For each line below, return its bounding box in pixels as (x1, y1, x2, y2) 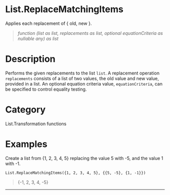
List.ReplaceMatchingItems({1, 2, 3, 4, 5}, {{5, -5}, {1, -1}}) (5, 170, 146, 175)
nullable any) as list (17, 35, 59, 42)
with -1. (5, 161, 21, 167)
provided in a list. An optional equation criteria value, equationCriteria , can (5, 81, 163, 87)
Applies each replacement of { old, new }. (5, 20, 92, 26)
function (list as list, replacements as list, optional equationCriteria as (17, 30, 163, 36)
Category (5, 104, 46, 115)
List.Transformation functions (5, 121, 67, 127)
